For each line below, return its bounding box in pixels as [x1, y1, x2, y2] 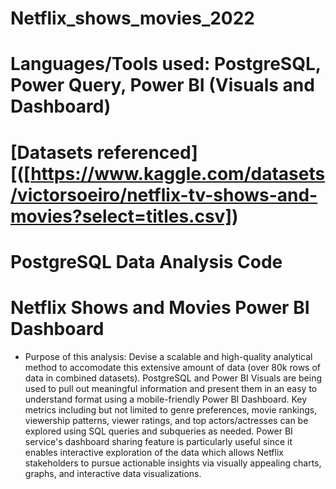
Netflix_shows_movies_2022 [10, 7, 256, 30]
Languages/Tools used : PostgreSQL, [10, 53, 322, 76]
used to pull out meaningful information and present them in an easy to [24, 382, 318, 394]
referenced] [96, 141, 198, 164]
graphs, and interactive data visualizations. [24, 467, 202, 479]
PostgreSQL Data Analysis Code [10, 250, 283, 273]
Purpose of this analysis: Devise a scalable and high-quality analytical [24, 350, 313, 362]
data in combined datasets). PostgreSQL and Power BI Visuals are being [24, 372, 323, 384]
